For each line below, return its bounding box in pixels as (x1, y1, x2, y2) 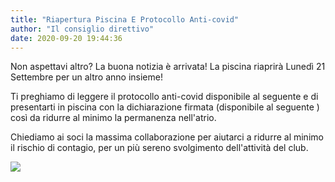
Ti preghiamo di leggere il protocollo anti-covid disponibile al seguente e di (10, 91, 319, 103)
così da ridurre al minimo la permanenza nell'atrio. (10, 112, 217, 124)
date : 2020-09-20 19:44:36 (10, 33, 123, 43)
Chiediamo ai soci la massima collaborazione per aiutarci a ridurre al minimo (10, 131, 324, 143)
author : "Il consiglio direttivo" (10, 24, 155, 34)
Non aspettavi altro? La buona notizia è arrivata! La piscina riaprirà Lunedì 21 (10, 61, 326, 73)
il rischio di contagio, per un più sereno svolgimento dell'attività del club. (10, 142, 309, 154)
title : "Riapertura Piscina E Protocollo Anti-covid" (10, 14, 240, 25)
